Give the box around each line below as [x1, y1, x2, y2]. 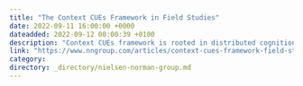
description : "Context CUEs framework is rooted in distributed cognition [9, 38, 297, 47]
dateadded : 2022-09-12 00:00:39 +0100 [9, 30, 155, 39]
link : [9, 47, 30, 56]
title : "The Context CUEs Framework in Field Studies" [9, 13, 220, 22]
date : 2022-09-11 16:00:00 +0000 [9, 21, 135, 30]
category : [9, 55, 47, 64]
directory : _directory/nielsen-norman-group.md [9, 64, 192, 73]
